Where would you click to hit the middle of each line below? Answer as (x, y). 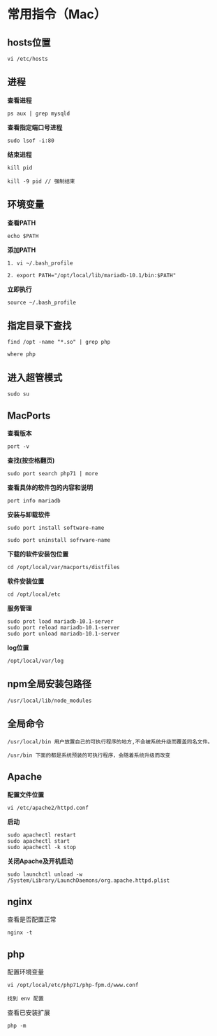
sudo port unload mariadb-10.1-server (63, 634)
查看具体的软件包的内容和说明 (50, 488)
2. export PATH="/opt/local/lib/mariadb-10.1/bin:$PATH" (92, 275)
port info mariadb (34, 501)
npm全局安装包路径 (50, 684)
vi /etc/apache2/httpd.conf (48, 808)
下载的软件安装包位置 (38, 554)
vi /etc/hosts (28, 59)
